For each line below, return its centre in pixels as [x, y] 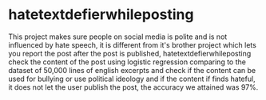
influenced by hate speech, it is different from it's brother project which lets [133, 44]
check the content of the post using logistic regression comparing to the [127, 62]
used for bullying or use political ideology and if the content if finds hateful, [132, 79]
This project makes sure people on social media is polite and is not [118, 37]
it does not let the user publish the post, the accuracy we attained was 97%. [133, 87]
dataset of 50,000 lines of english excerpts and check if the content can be [132, 70]
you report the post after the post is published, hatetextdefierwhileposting [130, 53]
